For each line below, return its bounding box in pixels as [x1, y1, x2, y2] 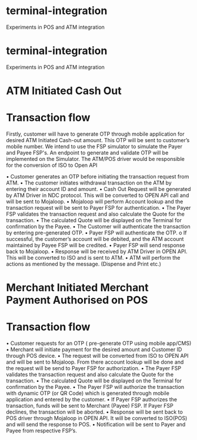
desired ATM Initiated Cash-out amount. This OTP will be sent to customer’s [6, 137, 190, 143]
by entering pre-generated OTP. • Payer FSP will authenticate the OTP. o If [6, 229, 187, 236]
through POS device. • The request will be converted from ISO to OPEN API [6, 352, 189, 360]
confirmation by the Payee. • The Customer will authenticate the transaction [6, 223, 191, 230]
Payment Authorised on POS [6, 294, 148, 307]
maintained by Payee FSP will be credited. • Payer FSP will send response [6, 242, 185, 248]
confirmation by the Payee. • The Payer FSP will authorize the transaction [6, 384, 185, 391]
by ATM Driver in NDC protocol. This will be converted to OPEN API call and [6, 192, 189, 199]
